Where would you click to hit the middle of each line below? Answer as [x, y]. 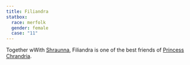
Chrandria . [19, 56]
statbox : [17, 17]
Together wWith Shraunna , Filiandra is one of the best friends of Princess [95, 50]
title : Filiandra [27, 11]
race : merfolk [29, 22]
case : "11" [25, 33]
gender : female [30, 28]
